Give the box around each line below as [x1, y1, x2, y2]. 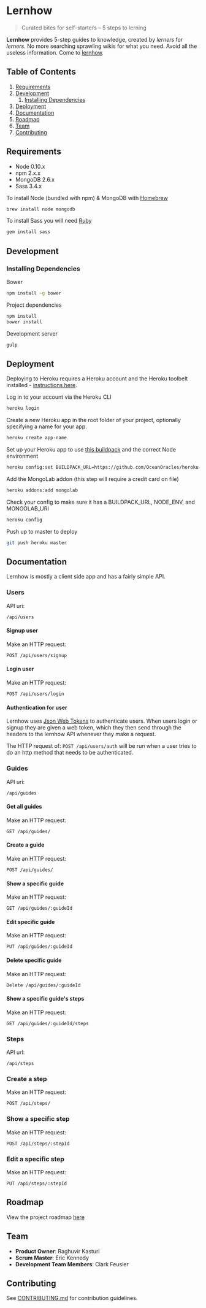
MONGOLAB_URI [6, 504, 49, 512]
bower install [6, 318, 43, 325]
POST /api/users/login [6, 691, 64, 697]
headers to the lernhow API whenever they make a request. [6, 731, 156, 738]
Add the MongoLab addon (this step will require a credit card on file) [6, 475, 179, 482]
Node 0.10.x [15, 163, 45, 170]
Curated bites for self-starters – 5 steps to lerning [21, 24, 147, 31]
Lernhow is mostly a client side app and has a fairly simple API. [6, 573, 166, 580]
